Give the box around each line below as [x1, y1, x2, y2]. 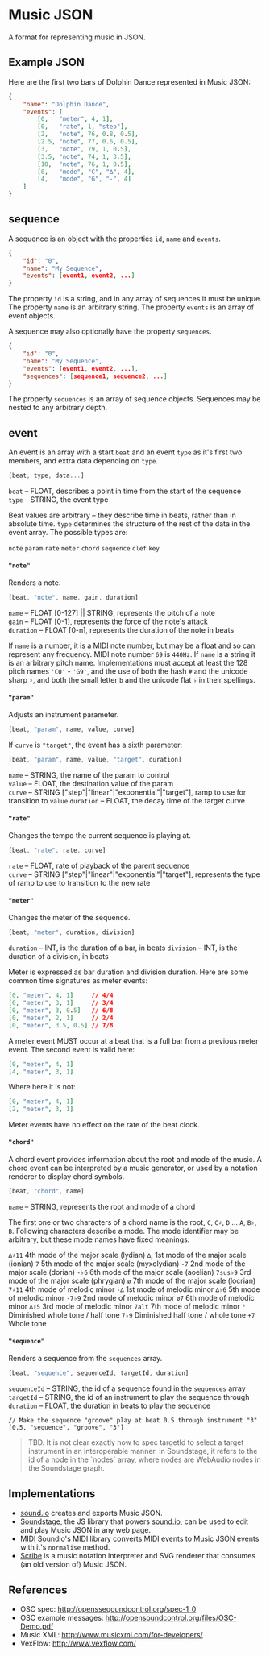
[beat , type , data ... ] [8, 471, 85, 480]
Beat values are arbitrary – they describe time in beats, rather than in [8, 510, 236, 521]
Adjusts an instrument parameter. [8, 710, 119, 720]
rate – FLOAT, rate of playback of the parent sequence [8, 861, 190, 871]
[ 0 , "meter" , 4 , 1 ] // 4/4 [8, 991, 114, 1000]
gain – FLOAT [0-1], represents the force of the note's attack [8, 616, 208, 626]
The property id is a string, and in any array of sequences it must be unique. [8, 294, 262, 304]
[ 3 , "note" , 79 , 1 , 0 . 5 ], [37, 145, 131, 153]
